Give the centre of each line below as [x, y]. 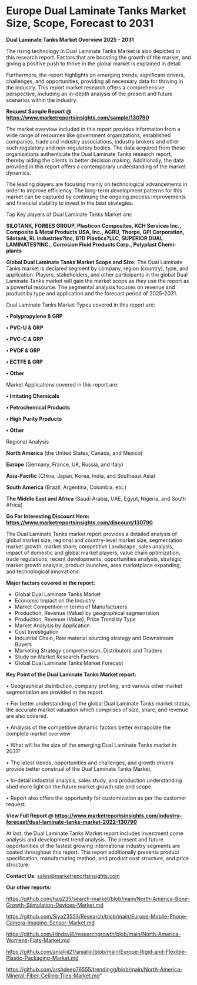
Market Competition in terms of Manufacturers [71, 607]
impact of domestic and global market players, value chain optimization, [93, 553]
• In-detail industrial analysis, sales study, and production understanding [94, 780]
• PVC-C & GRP [25, 339]
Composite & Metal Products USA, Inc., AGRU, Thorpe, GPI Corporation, [95, 232]
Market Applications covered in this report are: [62, 384]
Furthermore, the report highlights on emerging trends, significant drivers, [96, 75]
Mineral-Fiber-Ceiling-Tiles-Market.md [53, 976]
